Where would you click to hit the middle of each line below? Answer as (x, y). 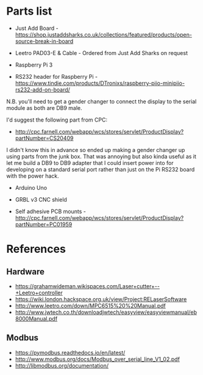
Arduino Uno (31, 188)
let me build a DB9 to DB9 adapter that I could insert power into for (90, 162)
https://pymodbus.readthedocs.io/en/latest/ (70, 352)
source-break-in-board (44, 41)
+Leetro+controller (39, 293)
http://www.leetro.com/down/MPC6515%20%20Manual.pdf (90, 305)
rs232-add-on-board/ (42, 89)
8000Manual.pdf (36, 318)
